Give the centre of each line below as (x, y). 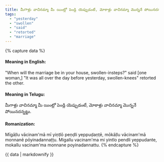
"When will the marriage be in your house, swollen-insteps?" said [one (76, 73)
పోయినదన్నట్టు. (18, 111)
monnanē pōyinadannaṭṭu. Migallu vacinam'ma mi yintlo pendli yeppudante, (81, 140)
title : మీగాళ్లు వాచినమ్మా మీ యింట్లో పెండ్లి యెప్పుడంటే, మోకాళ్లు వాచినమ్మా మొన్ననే (74, 10)
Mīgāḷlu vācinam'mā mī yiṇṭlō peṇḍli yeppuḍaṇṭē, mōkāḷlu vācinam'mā (76, 135)
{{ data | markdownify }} (30, 155)
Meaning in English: (26, 62)
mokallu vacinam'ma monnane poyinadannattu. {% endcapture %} (72, 145)
